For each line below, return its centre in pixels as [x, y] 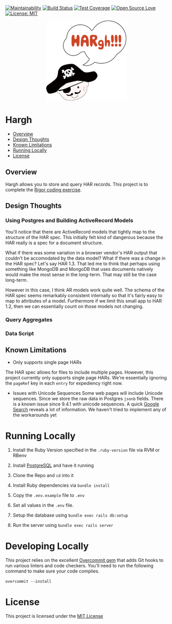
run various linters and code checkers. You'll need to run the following [80, 566]
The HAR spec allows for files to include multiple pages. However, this [79, 372]
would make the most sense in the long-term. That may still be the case [81, 274]
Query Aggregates [29, 320]
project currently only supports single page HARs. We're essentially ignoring [86, 378]
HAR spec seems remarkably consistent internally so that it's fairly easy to [84, 295]
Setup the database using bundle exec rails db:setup [70, 515]
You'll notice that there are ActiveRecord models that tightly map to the [80, 232]
